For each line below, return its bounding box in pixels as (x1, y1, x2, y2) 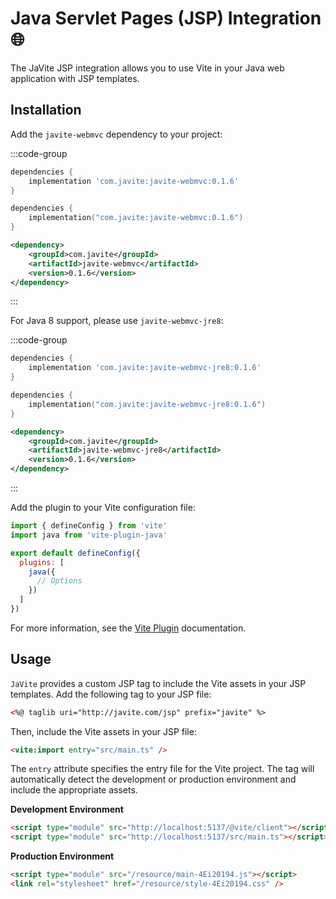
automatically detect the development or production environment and (10, 773, 297, 786)
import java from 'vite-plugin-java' (10, 530, 168, 540)
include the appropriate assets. (10, 784, 138, 796)
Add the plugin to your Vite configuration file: (10, 502, 196, 513)
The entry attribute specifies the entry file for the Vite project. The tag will (10, 763, 315, 775)
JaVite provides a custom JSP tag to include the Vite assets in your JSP (10, 677, 307, 689)
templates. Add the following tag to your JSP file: (10, 688, 212, 700)
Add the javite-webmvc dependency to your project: (10, 128, 223, 140)
